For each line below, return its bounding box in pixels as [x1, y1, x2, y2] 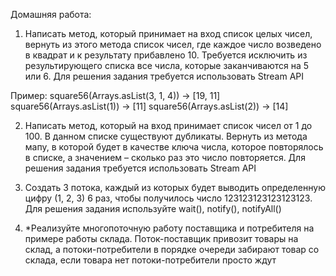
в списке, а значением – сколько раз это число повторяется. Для [24, 152, 306, 163]
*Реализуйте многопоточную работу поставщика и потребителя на [24, 222, 315, 234]
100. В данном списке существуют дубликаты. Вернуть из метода [24, 130, 308, 142]
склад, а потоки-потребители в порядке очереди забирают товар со [24, 244, 320, 255]
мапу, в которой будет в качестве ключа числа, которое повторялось [24, 141, 324, 153]
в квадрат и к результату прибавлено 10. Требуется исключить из [24, 49, 308, 61]
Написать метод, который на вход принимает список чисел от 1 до [24, 120, 313, 131]
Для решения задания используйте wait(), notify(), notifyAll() [24, 203, 282, 214]
